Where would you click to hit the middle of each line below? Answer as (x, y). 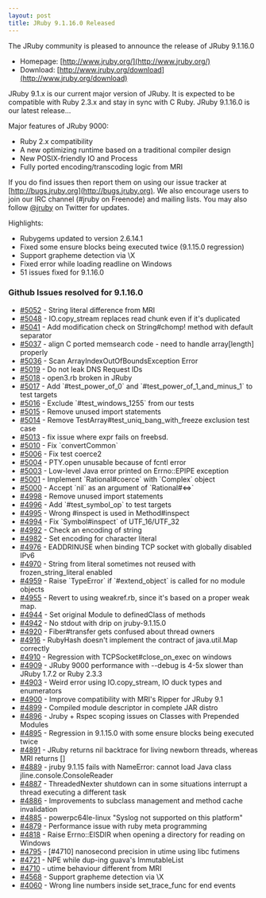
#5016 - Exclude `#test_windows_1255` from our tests (107, 403)
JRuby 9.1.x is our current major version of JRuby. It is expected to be (122, 93)
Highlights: (26, 223)
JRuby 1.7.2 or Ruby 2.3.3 (61, 673)
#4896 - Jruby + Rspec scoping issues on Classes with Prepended (129, 716)
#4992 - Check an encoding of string (81, 529)
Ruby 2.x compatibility (56, 141)
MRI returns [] (42, 758)
